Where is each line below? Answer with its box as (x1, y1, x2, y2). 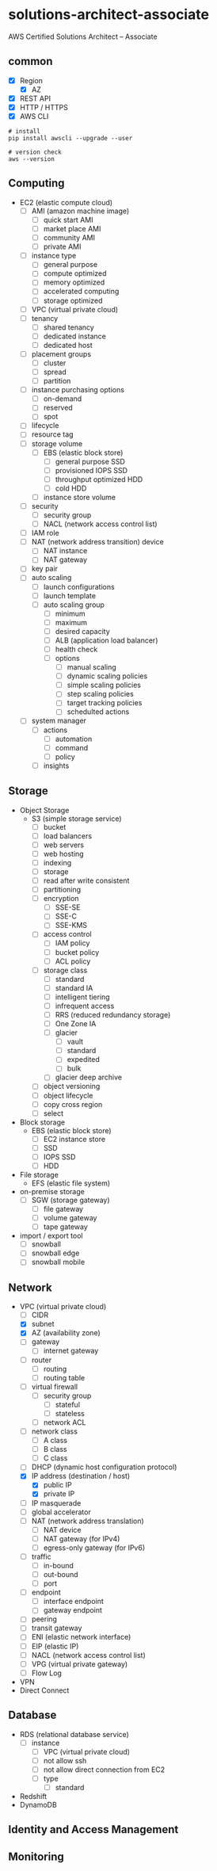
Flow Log (31, 1668, 62, 1678)
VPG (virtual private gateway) (31, 1659, 128, 1669)
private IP (43, 1489, 75, 1499)
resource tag (31, 430, 74, 439)
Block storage (19, 1117, 66, 1127)
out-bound (43, 1570, 78, 1579)
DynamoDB (19, 1800, 57, 1809)
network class (31, 1426, 78, 1436)
